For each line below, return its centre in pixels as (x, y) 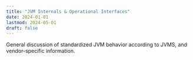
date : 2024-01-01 (27, 17)
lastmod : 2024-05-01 (31, 22)
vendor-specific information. (41, 51)
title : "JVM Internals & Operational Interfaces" (68, 11)
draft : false (22, 28)
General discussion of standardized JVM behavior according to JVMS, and (96, 45)
